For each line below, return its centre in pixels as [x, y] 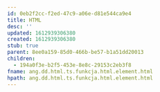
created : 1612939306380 [42, 39]
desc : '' [20, 26]
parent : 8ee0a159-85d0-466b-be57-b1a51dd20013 [75, 53]
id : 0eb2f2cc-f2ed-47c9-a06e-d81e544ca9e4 [69, 13]
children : [21, 59]
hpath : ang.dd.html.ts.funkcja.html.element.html [80, 78]
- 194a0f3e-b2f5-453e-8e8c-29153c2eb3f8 [72, 65]
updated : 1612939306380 [42, 33]
